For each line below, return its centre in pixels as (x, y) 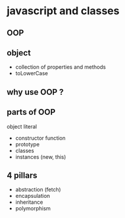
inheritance (29, 202)
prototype (28, 144)
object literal (22, 126)
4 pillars (22, 175)
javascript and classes (63, 11)
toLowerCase (31, 73)
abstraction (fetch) (38, 190)
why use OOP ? (35, 92)
